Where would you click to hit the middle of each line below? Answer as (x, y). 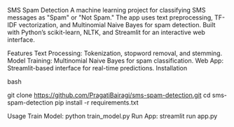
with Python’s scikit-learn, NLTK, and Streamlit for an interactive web (106, 32)
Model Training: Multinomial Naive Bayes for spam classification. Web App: (116, 61)
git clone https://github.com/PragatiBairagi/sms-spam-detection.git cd (109, 95)
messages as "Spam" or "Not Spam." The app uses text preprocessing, (110, 17)
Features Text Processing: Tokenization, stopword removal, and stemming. (115, 53)
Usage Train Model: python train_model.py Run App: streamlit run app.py (112, 116)
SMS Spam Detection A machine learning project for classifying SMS (106, 10)
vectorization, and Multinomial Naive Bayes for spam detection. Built (117, 25)
